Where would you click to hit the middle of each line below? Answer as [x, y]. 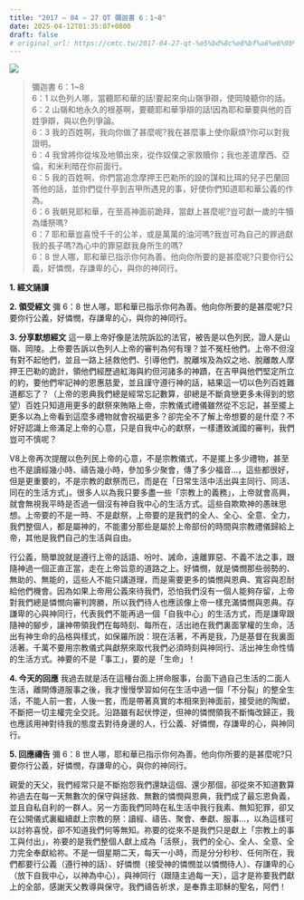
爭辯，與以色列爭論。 [79, 121]
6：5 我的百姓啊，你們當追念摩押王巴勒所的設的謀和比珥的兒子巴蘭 [157, 178]
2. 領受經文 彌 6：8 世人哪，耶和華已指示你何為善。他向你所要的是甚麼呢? [147, 307]
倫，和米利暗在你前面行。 [79, 166]
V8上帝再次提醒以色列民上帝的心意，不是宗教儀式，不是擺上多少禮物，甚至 [149, 459]
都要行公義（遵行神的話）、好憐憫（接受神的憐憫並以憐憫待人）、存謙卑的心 [156, 864]
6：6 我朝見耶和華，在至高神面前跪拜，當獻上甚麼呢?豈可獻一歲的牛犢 [162, 212]
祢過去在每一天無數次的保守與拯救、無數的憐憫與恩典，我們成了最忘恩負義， [152, 796]
